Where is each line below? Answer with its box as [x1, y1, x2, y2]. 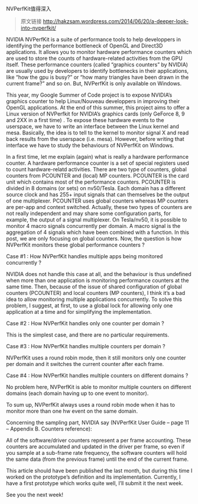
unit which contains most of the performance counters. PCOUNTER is [6, 178, 176, 185]
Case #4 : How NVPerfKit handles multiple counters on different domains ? [6, 372, 189, 379]
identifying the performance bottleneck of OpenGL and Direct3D [6, 42, 163, 49]
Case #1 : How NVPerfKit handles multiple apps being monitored [6, 253, 163, 259]
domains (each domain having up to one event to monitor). [6, 390, 149, 397]
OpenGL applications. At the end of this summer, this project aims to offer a [6, 104, 190, 111]
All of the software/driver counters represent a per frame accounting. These [6, 437, 191, 444]
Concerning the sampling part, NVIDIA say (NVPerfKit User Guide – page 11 [6, 419, 189, 426]
